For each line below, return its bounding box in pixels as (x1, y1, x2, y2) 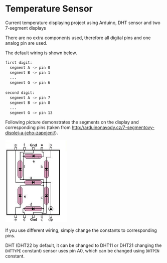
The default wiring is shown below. (5, 50, 77, 56)
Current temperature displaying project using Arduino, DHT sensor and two (5, 20, 160, 26)
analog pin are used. (5, 40, 48, 46)
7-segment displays (5, 25, 46, 31)
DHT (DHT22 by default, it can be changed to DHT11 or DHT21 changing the (5, 242, 162, 248)
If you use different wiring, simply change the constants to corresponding (5, 227, 157, 233)
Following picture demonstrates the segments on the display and (5, 119, 139, 125)
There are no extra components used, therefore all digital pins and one (5, 35, 151, 41)
